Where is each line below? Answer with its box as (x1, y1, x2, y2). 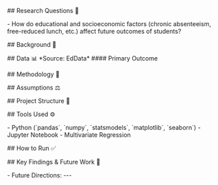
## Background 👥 (7, 41, 57, 48)
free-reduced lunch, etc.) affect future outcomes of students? (7, 28, 182, 35)
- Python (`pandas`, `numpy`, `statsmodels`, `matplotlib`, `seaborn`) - (7, 124, 201, 131)
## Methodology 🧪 (7, 70, 60, 78)
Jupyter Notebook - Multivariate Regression (7, 131, 132, 139)
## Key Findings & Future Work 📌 (7, 158, 101, 166)
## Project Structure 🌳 (7, 97, 71, 105)
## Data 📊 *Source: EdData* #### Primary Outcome (7, 54, 158, 62)
